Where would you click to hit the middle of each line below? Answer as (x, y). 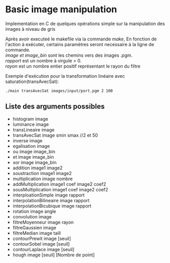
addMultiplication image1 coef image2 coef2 (59, 184)
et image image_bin (33, 157)
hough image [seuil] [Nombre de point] (54, 255)
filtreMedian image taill (37, 233)
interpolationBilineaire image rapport (51, 200)
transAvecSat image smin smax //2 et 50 (55, 135)
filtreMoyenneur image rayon (43, 222)
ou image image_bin (34, 151)
